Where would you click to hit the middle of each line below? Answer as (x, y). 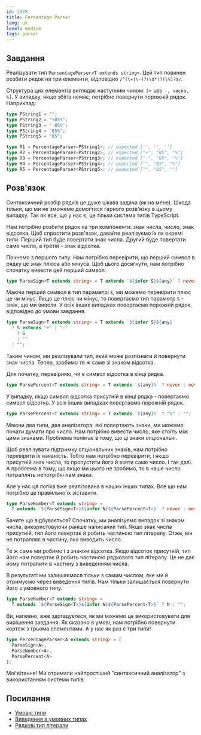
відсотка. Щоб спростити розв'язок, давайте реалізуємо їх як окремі (95, 233)
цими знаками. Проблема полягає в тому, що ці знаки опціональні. (92, 437)
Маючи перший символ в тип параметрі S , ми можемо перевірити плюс (99, 292)
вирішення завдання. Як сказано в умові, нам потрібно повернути (91, 622)
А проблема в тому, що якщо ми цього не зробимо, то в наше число (93, 468)
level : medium (24, 28)
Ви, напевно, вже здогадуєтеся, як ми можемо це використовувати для (98, 616)
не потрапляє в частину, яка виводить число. (64, 540)
